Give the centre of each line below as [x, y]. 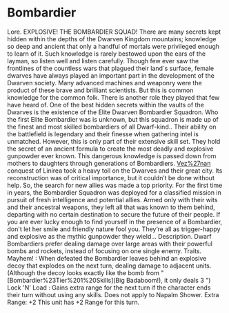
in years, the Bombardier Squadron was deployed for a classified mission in [114, 192]
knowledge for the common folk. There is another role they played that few [113, 97]
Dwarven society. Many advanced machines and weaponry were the [104, 83]
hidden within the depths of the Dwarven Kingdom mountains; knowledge [112, 39]
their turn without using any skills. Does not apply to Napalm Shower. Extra [113, 294]
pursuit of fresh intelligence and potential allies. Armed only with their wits [112, 199]
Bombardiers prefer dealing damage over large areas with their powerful [110, 244]
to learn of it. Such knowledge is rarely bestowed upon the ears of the [106, 54]
